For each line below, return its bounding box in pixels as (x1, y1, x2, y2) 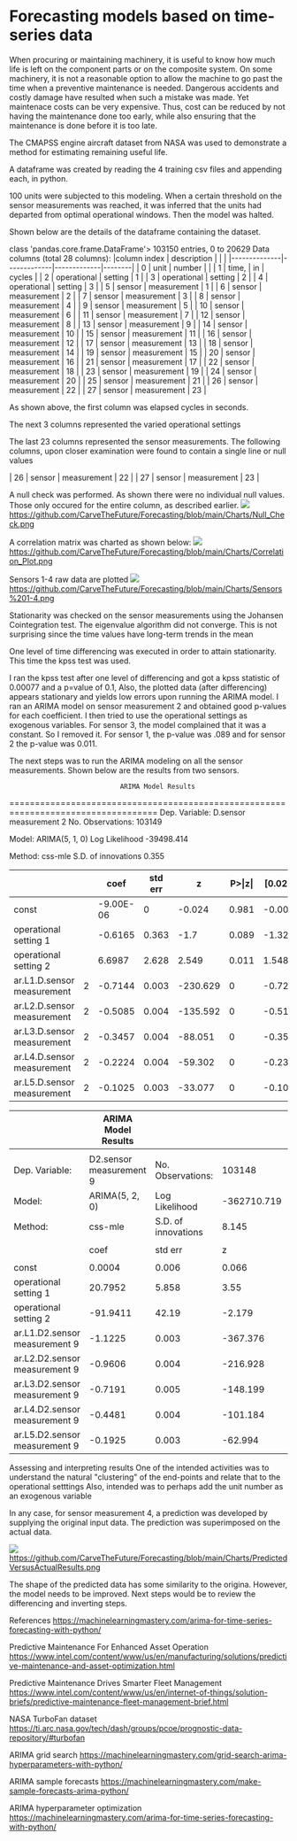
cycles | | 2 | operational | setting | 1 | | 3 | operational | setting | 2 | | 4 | (9, 272, 269, 282)
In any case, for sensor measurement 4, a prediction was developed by (9, 1507, 268, 1518)
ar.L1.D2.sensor (13, 1327, 81, 1339)
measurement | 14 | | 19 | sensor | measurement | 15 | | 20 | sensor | (9, 347, 255, 358)
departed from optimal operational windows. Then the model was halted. (9, 209, 274, 220)
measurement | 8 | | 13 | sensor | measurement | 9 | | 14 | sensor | (9, 319, 247, 329)
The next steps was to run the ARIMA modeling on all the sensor (9, 755, 243, 766)
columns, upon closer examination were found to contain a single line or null (9, 445, 286, 456)
